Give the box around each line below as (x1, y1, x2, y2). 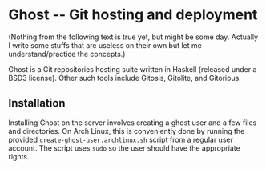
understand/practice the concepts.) (8, 49, 126, 58)
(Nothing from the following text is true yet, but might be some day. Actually (8, 32, 259, 42)
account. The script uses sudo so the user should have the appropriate (8, 143, 240, 153)
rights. (8, 151, 30, 161)
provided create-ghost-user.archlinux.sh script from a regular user (8, 135, 234, 144)
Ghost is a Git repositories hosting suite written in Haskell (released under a (8, 64, 257, 74)
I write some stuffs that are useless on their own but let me (8, 40, 202, 50)
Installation (8, 96, 66, 110)
